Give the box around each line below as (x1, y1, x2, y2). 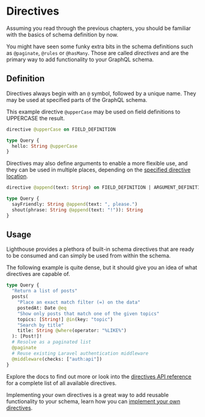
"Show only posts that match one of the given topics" (17, 310, 160, 317)
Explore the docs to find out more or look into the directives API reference (6, 372, 192, 380)
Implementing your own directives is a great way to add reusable (6, 391, 169, 398)
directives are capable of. (6, 270, 70, 278)
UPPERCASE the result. (6, 114, 65, 121)
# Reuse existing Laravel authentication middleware (12, 350, 149, 357)
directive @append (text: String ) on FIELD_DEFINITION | (6, 184, 151, 190)
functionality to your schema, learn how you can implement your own (6, 397, 181, 405)
